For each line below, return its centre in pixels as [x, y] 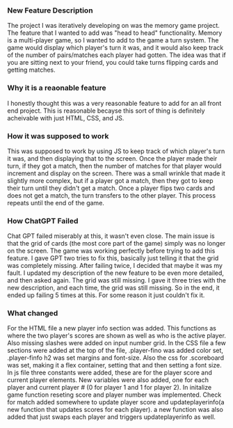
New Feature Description [50, 10]
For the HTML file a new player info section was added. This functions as [112, 328]
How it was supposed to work [58, 136]
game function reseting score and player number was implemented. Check [114, 395]
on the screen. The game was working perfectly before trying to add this [111, 251]
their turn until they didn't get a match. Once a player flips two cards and [111, 188]
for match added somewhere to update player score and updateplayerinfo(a [116, 402]
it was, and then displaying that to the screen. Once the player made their [112, 158]
